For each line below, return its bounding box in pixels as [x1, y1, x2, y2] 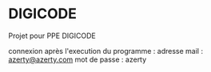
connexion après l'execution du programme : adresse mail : [8, 46, 204, 55]
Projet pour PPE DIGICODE [8, 31, 96, 40]
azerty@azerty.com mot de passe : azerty [8, 55, 147, 64]
